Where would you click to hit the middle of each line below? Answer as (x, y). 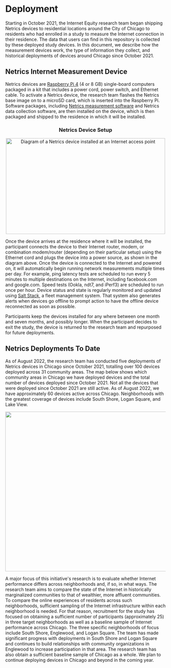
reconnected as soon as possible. (41, 307)
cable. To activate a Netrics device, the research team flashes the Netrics (82, 95)
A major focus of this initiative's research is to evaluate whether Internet (81, 579)
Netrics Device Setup (85, 130)
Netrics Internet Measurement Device (66, 72)
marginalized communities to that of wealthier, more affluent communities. (83, 595)
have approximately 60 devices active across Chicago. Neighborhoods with (84, 394)
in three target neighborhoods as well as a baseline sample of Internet (79, 622)
